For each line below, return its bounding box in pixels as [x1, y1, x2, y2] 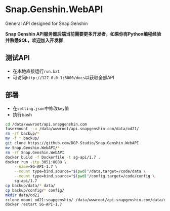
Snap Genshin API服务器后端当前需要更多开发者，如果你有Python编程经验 [5, 31, 161, 37]
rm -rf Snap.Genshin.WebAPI [5, 150, 65, 155]
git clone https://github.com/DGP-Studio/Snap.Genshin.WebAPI [5, 141, 139, 146]
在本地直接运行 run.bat [12, 68, 60, 74]
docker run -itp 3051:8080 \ [5, 159, 67, 165]
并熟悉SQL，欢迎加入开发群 [5, 37, 63, 43]
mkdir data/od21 [5, 192, 39, 198]
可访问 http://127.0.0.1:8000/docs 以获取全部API [12, 74, 115, 80]
